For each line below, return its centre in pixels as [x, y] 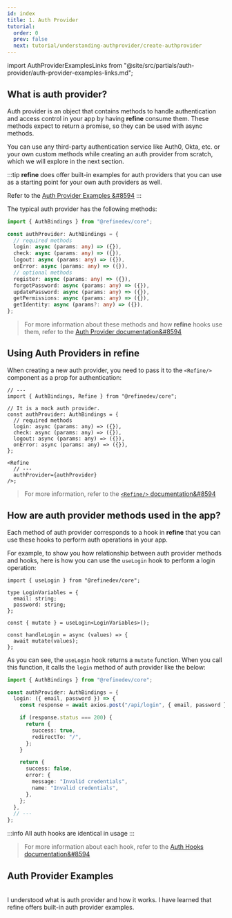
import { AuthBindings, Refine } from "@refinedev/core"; [92, 396]
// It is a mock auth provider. [54, 408]
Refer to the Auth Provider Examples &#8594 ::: [75, 195]
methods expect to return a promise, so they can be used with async [105, 126]
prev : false [31, 39]
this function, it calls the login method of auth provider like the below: [106, 667]
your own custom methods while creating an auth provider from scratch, [110, 154]
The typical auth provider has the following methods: [82, 209]
